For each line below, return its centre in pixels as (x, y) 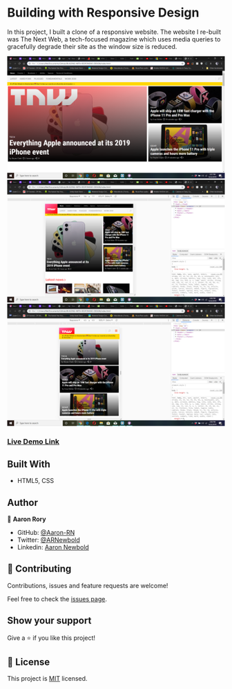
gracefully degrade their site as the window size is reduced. (92, 46)
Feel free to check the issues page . (57, 598)
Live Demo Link (33, 442)
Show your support (49, 621)
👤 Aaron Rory (27, 519)
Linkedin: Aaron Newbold (53, 547)
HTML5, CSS (35, 481)
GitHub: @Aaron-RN (46, 532)
